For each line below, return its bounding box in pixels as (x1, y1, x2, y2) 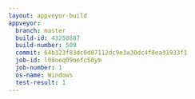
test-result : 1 (15, 78, 66, 86)
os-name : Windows (15, 71, 74, 79)
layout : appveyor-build (8, 11, 88, 20)
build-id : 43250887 (15, 34, 81, 42)
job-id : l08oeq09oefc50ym (15, 57, 102, 65)
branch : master (15, 26, 66, 34)
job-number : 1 (15, 64, 62, 72)
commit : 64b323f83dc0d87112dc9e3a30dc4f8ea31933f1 (15, 49, 188, 57)
